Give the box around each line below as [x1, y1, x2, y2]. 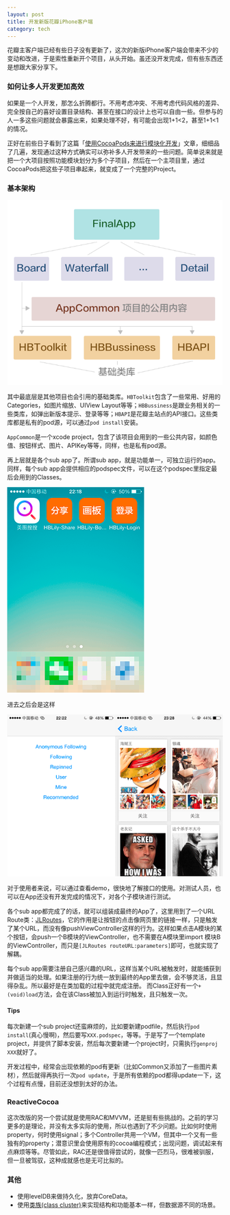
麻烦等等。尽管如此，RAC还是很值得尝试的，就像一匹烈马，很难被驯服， [12, 1148, 218, 1156]
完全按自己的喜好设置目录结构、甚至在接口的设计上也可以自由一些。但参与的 [7, 107, 223, 116]
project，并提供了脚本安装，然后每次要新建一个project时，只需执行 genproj [7, 1040, 218, 1048]
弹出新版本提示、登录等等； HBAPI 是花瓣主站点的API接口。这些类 [36, 410, 218, 418]
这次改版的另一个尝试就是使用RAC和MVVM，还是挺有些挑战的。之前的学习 [7, 1114, 219, 1122]
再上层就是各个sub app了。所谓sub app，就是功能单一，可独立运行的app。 [7, 455, 220, 464]
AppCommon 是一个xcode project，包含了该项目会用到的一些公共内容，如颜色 [7, 432, 218, 441]
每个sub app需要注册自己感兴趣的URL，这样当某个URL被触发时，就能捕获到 [7, 964, 221, 973]
